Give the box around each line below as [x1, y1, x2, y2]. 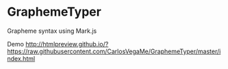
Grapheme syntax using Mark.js [7, 27, 97, 35]
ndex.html [7, 54, 36, 62]
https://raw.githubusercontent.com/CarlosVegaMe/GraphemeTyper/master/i [7, 47, 221, 55]
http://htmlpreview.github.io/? [25, 40, 109, 48]
